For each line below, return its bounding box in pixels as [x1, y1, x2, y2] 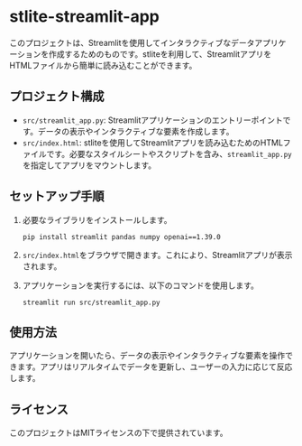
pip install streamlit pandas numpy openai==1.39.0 [22, 232, 221, 241]
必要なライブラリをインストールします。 [22, 214, 173, 225]
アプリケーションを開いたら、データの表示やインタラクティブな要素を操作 [9, 350, 286, 361]
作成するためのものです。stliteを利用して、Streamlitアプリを [48, 48, 272, 60]
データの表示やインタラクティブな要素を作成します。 [37, 125, 234, 136]
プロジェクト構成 [9, 88, 105, 105]
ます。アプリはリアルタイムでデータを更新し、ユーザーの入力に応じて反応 [16, 361, 293, 372]
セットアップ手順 [9, 189, 105, 204]
